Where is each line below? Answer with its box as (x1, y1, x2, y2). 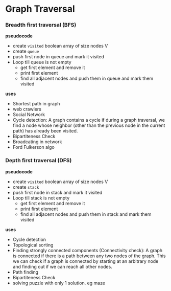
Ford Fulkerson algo (12, 144, 55, 150)
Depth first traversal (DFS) (5, 157, 72, 164)
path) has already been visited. (12, 128, 78, 134)
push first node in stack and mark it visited (12, 189, 103, 195)
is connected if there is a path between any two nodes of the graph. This (12, 253, 166, 259)
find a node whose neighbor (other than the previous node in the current (12, 122, 165, 128)
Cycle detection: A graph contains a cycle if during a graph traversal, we (12, 117, 165, 123)
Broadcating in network (12, 139, 62, 145)
